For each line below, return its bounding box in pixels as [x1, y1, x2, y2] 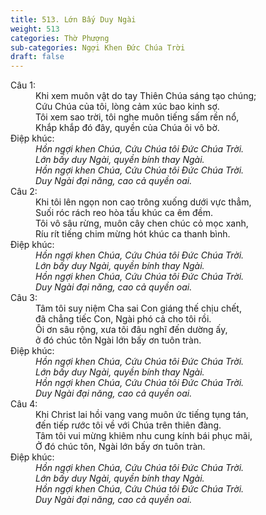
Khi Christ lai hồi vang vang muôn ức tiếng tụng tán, [35, 409, 249, 421]
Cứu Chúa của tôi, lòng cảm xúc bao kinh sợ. [35, 101, 220, 113]
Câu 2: [10, 186, 38, 198]
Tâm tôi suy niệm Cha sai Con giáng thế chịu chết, [35, 302, 242, 315]
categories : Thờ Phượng [10, 33, 110, 43]
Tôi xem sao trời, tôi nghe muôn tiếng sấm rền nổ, [35, 111, 240, 123]
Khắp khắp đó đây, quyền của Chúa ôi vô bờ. [35, 122, 220, 134]
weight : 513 [10, 24, 60, 34]
